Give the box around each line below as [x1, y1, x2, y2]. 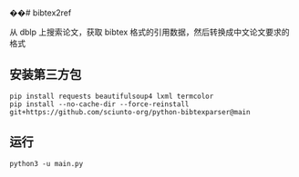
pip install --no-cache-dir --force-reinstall [9, 99, 190, 109]
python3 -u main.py [9, 159, 84, 168]
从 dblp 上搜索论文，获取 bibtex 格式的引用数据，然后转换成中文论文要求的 [9, 26, 290, 37]
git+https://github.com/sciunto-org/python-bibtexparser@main [9, 107, 251, 116]
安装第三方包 [9, 67, 82, 83]
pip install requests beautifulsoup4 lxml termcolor [9, 92, 214, 101]
